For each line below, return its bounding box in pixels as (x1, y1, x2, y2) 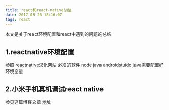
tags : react (5, 17, 30, 22)
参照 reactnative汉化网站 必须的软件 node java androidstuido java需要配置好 (5, 62, 164, 68)
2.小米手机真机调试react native (5, 85, 104, 93)
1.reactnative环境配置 (5, 48, 75, 56)
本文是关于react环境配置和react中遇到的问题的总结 (5, 31, 112, 38)
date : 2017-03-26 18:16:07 (5, 12, 62, 17)
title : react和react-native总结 (5, 7, 72, 13)
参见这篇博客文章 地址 (5, 99, 51, 105)
